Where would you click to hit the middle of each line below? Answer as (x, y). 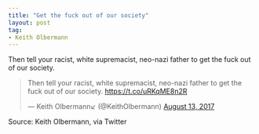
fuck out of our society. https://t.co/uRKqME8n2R (107, 92)
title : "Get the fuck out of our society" (78, 15)
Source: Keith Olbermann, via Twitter (67, 121)
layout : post (29, 23)
